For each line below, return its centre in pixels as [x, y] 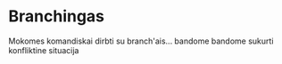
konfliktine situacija [44, 50]
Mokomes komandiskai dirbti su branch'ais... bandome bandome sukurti [141, 41]
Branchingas [56, 16]
